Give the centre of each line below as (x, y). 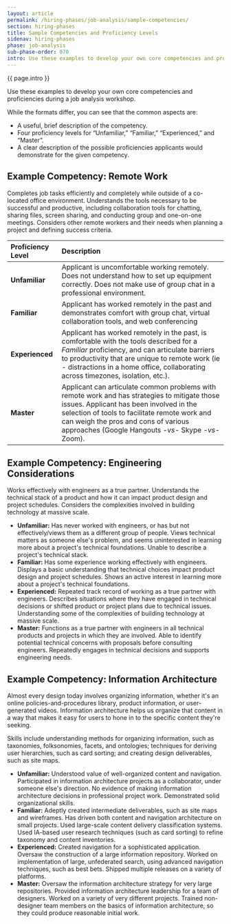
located (18, 200)
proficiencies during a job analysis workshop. (71, 99)
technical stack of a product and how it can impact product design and (107, 498)
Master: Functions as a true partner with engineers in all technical (110, 628)
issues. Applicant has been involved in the (129, 404)
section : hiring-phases (41, 26)
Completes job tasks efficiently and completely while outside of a (100, 193)
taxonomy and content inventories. (66, 840)
